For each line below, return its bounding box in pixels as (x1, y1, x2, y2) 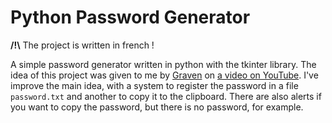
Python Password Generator (10, 6, 251, 29)
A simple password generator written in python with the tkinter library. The (10, 58, 317, 70)
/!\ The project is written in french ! (10, 39, 155, 51)
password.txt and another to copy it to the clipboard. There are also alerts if (10, 90, 322, 102)
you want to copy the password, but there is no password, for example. (10, 101, 304, 113)
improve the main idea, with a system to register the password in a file (10, 79, 299, 91)
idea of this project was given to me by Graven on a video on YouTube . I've (10, 69, 319, 81)
